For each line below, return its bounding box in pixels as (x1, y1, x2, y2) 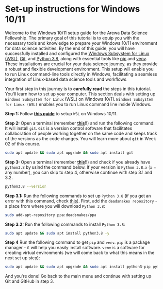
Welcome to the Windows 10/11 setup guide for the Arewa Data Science (5, 30, 148, 36)
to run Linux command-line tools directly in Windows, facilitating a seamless (5, 71, 157, 77)
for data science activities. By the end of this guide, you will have (5, 45, 135, 51)
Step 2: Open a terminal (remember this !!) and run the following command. (5, 120, 155, 126)
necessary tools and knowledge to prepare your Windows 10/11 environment (5, 40, 158, 46)
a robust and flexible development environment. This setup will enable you (5, 66, 154, 72)
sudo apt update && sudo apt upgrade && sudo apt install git (5, 150, 133, 155)
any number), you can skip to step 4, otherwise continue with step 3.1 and (5, 169, 152, 175)
